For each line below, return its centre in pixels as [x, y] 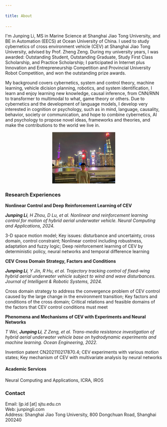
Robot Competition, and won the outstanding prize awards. [66, 73]
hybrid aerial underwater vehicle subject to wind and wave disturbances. [81, 276]
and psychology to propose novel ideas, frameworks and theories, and [78, 120]
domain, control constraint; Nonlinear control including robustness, [74, 241]
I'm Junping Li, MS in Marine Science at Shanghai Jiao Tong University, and [83, 36]
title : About [19, 16]
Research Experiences [33, 195]
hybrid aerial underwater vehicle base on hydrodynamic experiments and [81, 337]
